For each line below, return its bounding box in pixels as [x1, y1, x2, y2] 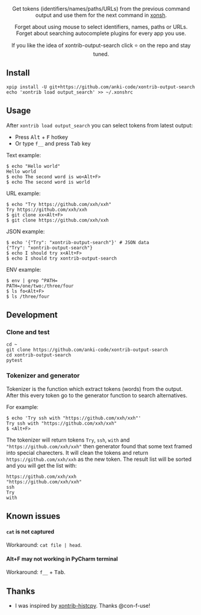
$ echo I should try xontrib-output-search [6, 255, 117, 262]
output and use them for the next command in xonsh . [35, 11, 167, 19]
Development [6, 310, 58, 320]
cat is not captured [6, 528, 55, 535]
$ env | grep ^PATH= [6, 277, 58, 283]
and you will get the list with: [6, 462, 77, 469]
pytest [6, 358, 23, 364]
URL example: [6, 190, 41, 197]
